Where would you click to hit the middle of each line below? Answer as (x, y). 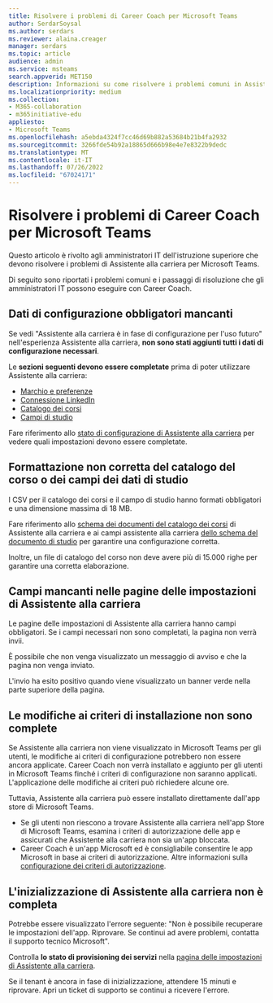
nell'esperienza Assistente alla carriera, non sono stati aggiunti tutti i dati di (136, 342)
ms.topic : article (39, 54)
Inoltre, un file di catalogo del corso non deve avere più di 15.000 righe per (133, 557)
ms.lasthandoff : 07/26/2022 (56, 168)
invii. (16, 641)
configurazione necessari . (54, 350)
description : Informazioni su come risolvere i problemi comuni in (125, 84)
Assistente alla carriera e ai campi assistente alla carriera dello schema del (133, 532)
